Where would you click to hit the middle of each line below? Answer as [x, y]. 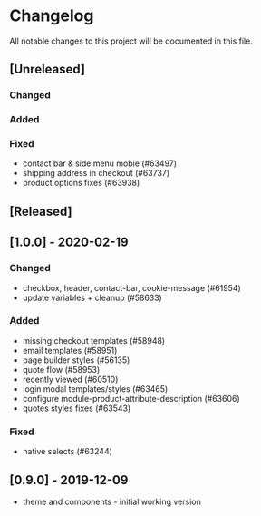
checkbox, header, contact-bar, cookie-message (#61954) [132, 287]
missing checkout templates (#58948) [94, 340]
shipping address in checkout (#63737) [96, 173]
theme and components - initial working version [111, 501]
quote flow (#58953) [61, 369]
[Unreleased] [48, 69]
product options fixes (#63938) [81, 183]
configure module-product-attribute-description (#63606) [131, 398]
